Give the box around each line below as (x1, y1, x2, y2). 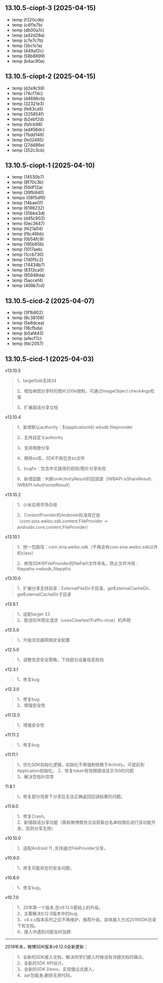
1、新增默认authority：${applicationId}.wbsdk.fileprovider (16, 424, 133, 430)
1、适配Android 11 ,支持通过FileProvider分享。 (16, 845, 108, 851)
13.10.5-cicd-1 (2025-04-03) (5, 355, 94, 363)
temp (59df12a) (12, 184, 43, 190)
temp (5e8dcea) (12, 320, 45, 326)
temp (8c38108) (12, 315, 45, 321)
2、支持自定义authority (16, 435, 64, 441)
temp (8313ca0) (12, 267, 44, 273)
